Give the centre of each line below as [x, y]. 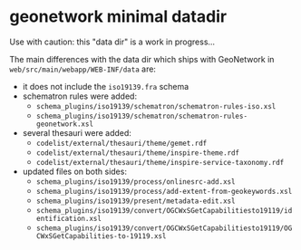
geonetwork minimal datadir [118, 17]
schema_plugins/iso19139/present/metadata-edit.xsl [136, 201]
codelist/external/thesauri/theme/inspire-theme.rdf [138, 153]
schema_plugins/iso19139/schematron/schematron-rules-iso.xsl [156, 106]
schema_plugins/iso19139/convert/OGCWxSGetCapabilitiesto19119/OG [164, 228]
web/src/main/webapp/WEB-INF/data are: [83, 69]
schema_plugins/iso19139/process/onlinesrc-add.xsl [136, 182]
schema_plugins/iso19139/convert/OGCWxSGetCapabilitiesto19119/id [164, 210]
